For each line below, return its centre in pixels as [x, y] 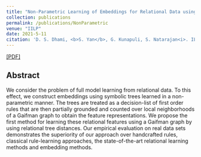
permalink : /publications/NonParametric [57, 23]
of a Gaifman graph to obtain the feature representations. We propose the [97, 115]
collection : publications [38, 17]
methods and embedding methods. [49, 147]
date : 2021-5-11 [26, 34]
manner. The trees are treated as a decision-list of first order [109, 102]
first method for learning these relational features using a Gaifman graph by [99, 122]
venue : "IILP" [24, 28]
